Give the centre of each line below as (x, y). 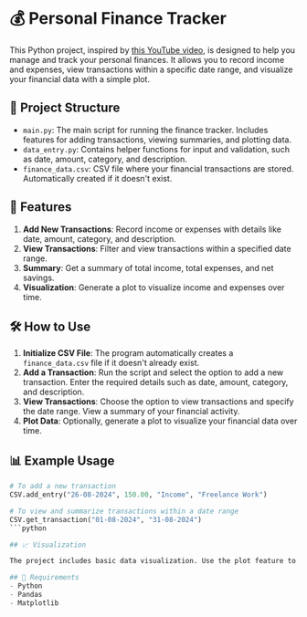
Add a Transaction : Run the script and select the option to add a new (153, 372)
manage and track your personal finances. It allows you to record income (147, 59)
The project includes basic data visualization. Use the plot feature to (153, 561)
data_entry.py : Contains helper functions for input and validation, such (156, 149)
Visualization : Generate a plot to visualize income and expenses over (153, 287)
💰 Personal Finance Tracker (118, 19)
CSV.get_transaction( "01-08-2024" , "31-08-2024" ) (106, 519)
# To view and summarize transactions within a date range (124, 511)
